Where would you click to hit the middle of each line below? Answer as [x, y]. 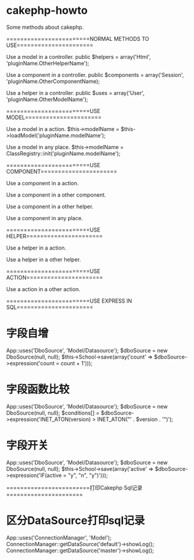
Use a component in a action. [43, 183]
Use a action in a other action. [43, 289]
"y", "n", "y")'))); [88, 475]
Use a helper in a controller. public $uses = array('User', [76, 93]
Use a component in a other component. [56, 195]
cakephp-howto [47, 11]
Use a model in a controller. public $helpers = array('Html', [79, 57]
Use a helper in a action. [36, 248]
